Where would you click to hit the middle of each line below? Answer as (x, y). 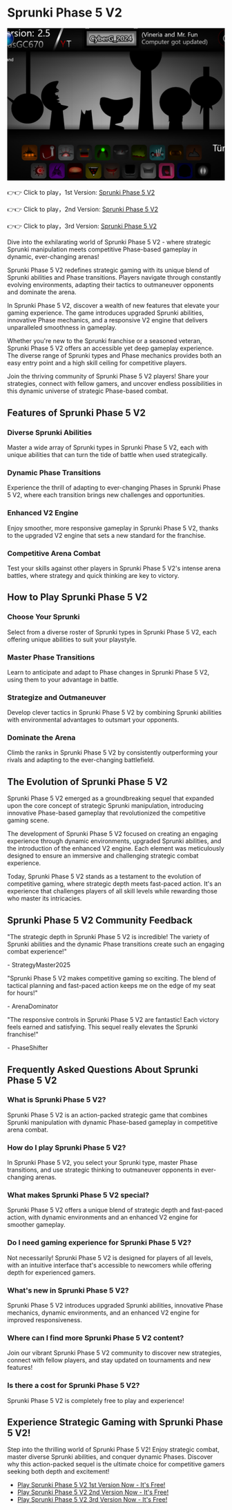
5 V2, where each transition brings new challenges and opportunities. (106, 495)
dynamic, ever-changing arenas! (53, 257)
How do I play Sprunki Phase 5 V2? (67, 1148)
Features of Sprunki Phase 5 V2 (77, 413)
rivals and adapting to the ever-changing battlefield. (81, 760)
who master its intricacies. (45, 898)
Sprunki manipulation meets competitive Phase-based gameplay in (102, 249)
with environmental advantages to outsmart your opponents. (93, 720)
